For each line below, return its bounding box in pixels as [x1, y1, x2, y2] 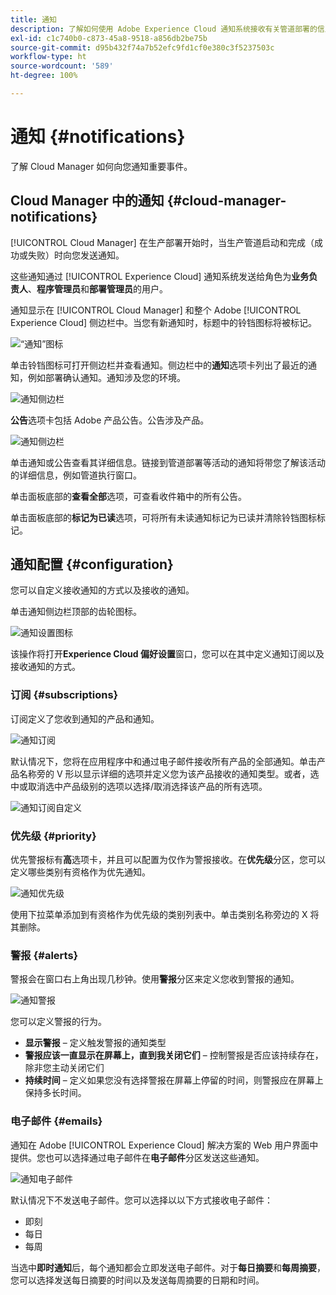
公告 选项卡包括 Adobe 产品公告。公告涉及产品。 [10, 414, 210, 426]
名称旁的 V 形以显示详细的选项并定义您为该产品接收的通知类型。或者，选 [18, 767, 320, 780]
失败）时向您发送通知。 [27, 249, 125, 261]
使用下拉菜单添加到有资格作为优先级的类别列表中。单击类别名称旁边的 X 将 [10, 909, 320, 921]
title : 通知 [10, 14, 57, 25]
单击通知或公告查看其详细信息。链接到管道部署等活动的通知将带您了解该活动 [10, 456, 326, 468]
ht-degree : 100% [10, 71, 78, 81]
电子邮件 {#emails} [10, 1114, 103, 1128]
